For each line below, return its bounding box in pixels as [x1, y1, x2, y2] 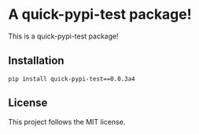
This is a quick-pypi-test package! [8, 31, 120, 41]
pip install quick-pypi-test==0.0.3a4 [8, 74, 135, 83]
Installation [8, 54, 64, 67]
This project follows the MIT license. [8, 117, 126, 126]
